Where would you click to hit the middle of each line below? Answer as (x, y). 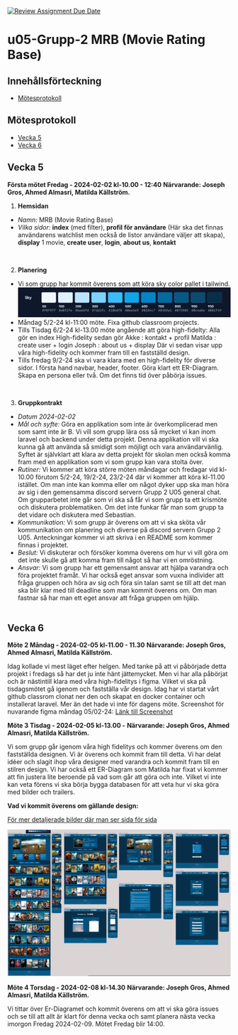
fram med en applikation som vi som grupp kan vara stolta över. (110, 462)
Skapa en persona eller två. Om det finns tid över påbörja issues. (112, 375)
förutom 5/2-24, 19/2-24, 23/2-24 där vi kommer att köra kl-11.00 (130, 477)
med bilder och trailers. (41, 792)
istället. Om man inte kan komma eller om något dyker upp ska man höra (123, 485)
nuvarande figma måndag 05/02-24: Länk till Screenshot (90, 712)
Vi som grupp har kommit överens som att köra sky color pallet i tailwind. (124, 284)
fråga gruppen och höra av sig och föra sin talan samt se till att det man (122, 583)
